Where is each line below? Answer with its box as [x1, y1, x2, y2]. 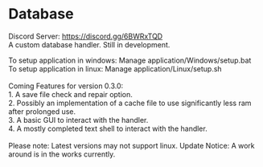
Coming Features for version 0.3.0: [8, 81, 124, 91]
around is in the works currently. [8, 149, 116, 159]
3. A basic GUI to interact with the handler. [8, 115, 149, 124]
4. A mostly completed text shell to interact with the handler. [8, 124, 208, 133]
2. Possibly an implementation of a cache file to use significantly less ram [8, 98, 252, 108]
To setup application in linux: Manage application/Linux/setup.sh [8, 63, 223, 73]
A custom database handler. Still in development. [8, 39, 171, 49]
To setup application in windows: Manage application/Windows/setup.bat [8, 55, 252, 65]
